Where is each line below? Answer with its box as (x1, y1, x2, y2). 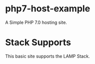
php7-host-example (5, 3, 90, 14)
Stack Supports (5, 37, 71, 48)
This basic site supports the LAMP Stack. (5, 53, 90, 59)
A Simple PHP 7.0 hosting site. (5, 19, 67, 25)
